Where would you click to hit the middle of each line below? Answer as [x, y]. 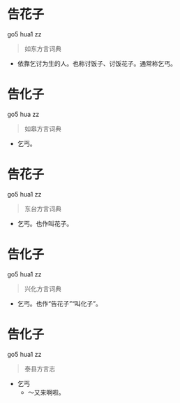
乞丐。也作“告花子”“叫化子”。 [60, 303]
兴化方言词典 [43, 288]
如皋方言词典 [43, 128]
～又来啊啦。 [46, 392]
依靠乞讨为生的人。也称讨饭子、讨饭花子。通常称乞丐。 [97, 63]
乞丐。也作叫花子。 [45, 223]
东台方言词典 [43, 208]
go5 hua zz [23, 114]
